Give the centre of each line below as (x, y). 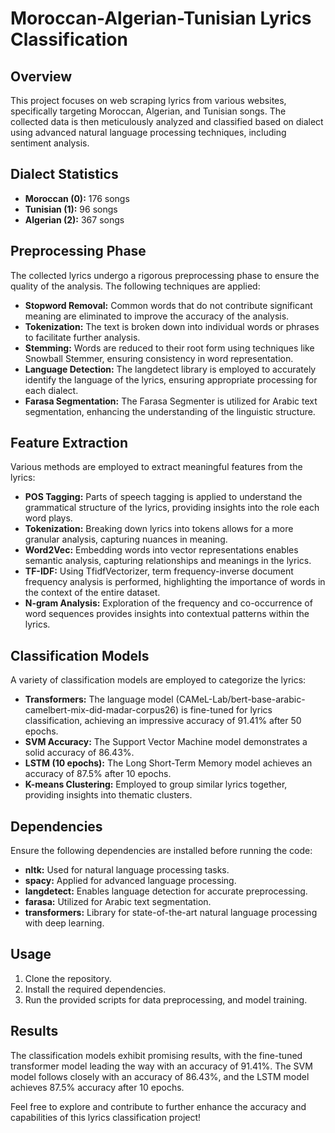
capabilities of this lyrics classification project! (106, 1117)
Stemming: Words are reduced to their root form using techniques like (169, 348)
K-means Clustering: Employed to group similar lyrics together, (156, 784)
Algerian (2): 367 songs (74, 219)
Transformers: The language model (99, 699)
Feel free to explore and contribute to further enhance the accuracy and (158, 1106)
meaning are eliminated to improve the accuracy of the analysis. (157, 316)
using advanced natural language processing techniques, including (148, 132)
